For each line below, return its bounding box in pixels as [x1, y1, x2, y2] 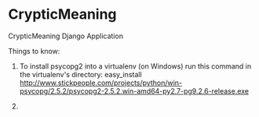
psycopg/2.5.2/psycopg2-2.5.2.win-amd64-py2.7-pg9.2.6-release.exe [19, 86, 250, 95]
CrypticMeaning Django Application [8, 31, 124, 41]
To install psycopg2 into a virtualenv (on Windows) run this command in [19, 61, 252, 71]
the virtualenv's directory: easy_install [19, 69, 143, 79]
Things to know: [8, 46, 60, 55]
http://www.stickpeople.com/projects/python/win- [19, 78, 183, 87]
